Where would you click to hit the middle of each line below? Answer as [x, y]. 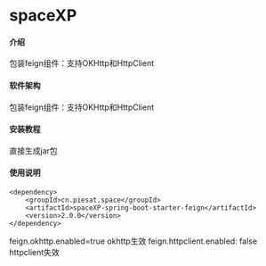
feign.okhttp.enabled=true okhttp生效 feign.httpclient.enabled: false [133, 241]
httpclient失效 [34, 252]
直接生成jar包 [33, 150]
